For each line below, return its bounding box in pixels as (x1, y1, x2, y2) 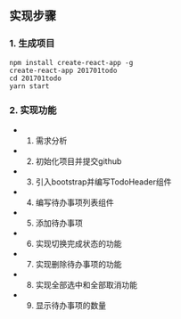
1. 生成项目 (9, 37, 55, 50)
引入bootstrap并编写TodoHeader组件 (35, 176, 172, 187)
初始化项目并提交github (35, 155, 122, 167)
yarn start (9, 81, 50, 91)
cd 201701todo (9, 74, 62, 83)
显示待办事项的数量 (35, 299, 107, 310)
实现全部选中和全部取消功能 (35, 279, 138, 290)
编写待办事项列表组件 (35, 197, 114, 208)
